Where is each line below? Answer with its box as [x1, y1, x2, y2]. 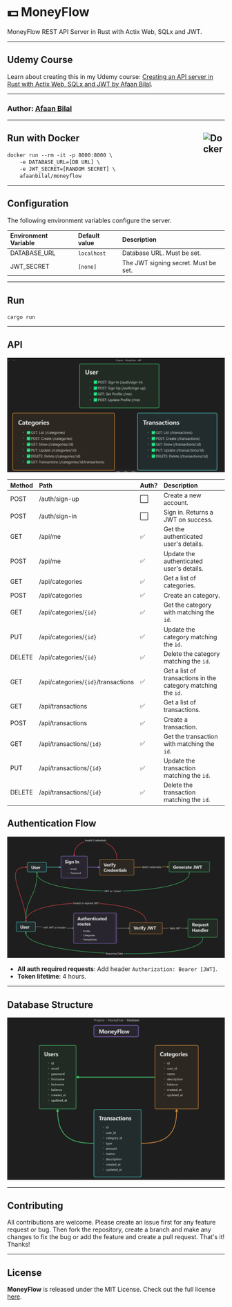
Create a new [163, 491, 202, 499]
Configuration [7, 198, 69, 210]
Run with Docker [7, 132, 80, 144]
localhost [78, 250, 106, 257]
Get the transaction [163, 732, 219, 740]
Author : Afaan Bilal [7, 103, 72, 113]
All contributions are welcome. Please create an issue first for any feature [7, 1218, 216, 1227]
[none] [78, 264, 97, 271]
